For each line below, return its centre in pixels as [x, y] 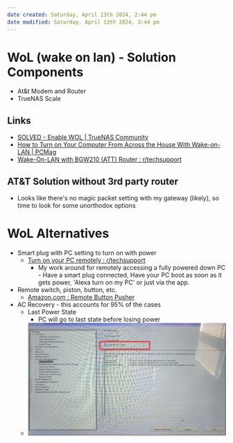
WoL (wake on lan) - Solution [92, 57]
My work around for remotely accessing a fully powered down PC [132, 267]
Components [45, 72]
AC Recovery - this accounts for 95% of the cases [89, 305]
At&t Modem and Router [52, 91]
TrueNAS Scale [39, 99]
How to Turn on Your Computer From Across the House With [104, 145]
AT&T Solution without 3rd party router [93, 181]
